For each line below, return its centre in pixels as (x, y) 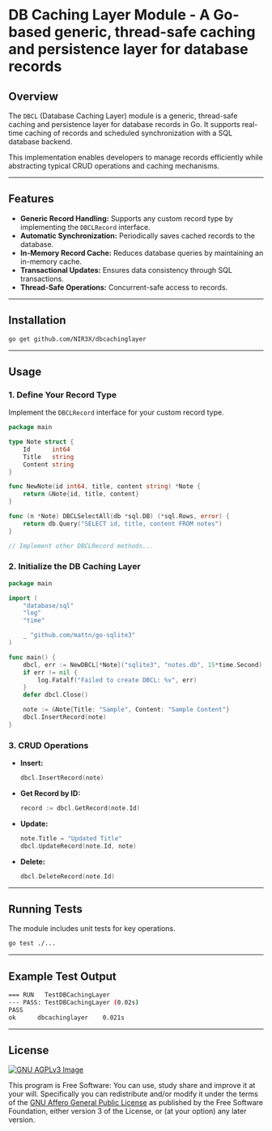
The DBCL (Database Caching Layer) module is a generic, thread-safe (123, 116)
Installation (37, 320)
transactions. (42, 278)
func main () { (32, 657)
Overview (34, 96)
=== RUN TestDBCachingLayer (59, 995)
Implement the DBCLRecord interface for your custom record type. (116, 412)
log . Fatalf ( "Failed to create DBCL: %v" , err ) (117, 680)
